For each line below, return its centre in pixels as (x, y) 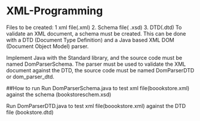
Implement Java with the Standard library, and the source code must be (94, 58)
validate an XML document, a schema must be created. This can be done (96, 33)
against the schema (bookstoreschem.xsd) (59, 94)
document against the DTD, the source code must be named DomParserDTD (100, 70)
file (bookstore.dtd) (30, 112)
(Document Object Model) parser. (47, 46)
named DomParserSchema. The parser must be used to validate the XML (96, 64)
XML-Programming (55, 11)
